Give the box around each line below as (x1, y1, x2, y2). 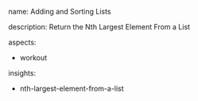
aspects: (8, 37, 37, 47)
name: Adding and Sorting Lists (8, 7, 111, 16)
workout (19, 53, 48, 62)
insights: (8, 68, 37, 78)
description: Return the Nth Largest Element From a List (8, 22, 191, 31)
